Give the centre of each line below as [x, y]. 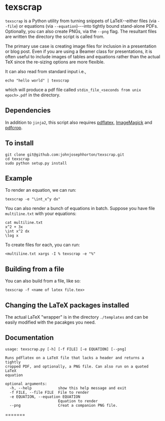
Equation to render [78, 401]
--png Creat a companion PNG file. [64, 405]
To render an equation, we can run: [41, 190]
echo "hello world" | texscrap [37, 81]
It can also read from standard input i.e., [46, 71]
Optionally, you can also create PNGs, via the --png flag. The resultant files [81, 31]
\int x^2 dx [17, 231]
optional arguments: [26, 384]
